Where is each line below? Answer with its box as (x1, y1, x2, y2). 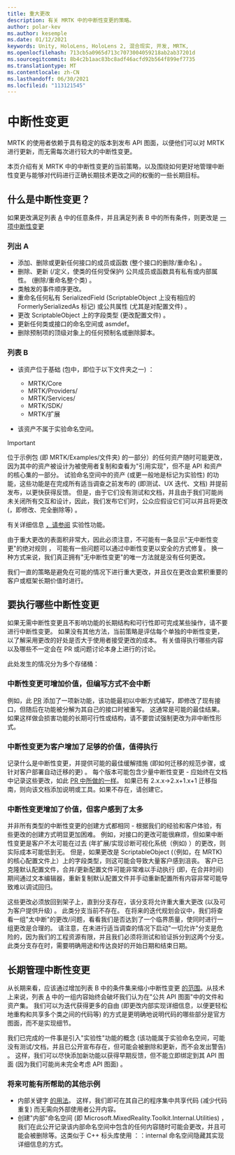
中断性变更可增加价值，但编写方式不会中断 (7, 679, 151, 689)
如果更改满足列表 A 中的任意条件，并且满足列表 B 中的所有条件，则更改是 (7, 213, 219, 221)
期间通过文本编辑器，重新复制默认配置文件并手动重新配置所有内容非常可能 (7, 874, 222, 883)
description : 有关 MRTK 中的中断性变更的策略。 (7, 17, 135, 24)
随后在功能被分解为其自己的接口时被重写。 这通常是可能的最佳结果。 (25, 705, 224, 713)
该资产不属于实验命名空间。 (17, 424, 98, 433)
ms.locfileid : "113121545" (7, 82, 86, 89)
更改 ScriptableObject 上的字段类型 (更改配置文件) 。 (17, 311, 170, 319)
